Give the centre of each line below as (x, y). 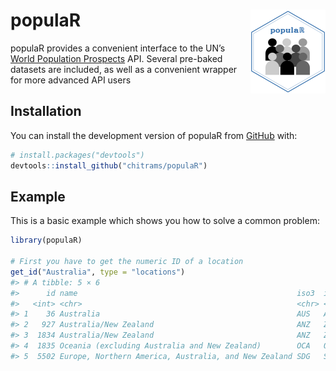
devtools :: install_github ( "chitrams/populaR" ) (109, 165)
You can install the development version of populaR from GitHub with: (154, 135)
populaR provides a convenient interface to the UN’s (118, 48)
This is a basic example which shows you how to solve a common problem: (165, 221)
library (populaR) (46, 240)
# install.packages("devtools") (77, 155)
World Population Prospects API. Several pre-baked (116, 58)
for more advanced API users (71, 80)
